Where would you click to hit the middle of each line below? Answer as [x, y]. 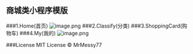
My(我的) [45, 33]
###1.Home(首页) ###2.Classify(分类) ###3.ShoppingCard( [94, 26]
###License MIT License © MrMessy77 [54, 45]
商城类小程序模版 [37, 11]
